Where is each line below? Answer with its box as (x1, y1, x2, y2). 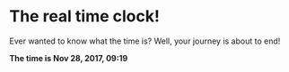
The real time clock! (9, 6, 160, 27)
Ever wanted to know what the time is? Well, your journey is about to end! (9, 36, 281, 46)
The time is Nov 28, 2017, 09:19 (9, 52, 128, 63)
